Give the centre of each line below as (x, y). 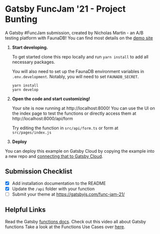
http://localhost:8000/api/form (42, 118)
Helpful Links (25, 210)
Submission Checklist (39, 171)
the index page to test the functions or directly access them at (74, 113)
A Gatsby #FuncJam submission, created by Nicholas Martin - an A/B (74, 33)
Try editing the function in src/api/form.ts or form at (65, 128)
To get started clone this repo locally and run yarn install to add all (80, 56)
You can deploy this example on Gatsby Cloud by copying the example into (80, 151)
